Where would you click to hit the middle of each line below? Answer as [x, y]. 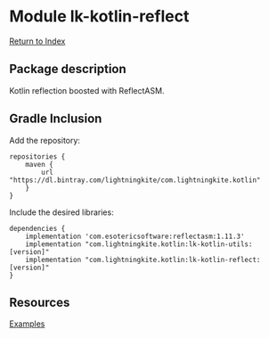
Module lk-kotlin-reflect [99, 16]
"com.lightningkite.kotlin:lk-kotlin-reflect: [173, 260]
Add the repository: [45, 140]
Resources [40, 302]
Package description [68, 69]
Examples [27, 324]
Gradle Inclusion [56, 119]
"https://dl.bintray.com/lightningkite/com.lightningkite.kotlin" [135, 180]
